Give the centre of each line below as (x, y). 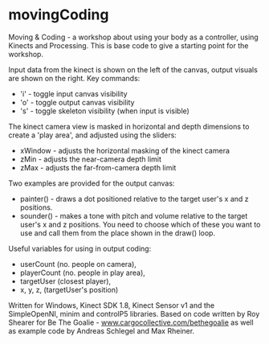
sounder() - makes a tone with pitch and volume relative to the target (134, 215)
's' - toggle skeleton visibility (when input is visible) (105, 111)
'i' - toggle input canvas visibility (73, 93)
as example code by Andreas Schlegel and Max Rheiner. (102, 330)
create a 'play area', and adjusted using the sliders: (92, 135)
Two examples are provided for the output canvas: (92, 183)
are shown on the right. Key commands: (74, 78)
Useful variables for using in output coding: (80, 248)
